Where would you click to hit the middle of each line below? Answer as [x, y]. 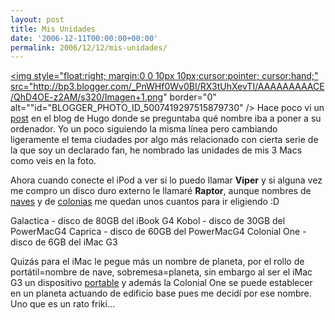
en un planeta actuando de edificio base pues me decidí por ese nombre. [161, 293]
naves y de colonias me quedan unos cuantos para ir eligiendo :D [145, 202]
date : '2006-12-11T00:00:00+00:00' [84, 38]
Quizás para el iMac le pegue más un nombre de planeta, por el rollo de [157, 262]
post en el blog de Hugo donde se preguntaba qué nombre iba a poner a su [166, 118]
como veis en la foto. [53, 161]
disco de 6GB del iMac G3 [64, 242]
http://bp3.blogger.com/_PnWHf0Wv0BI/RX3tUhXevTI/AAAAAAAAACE [179, 87]
